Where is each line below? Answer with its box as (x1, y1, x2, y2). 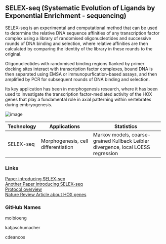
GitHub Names (5, 204, 41, 211)
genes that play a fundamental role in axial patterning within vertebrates (5, 96, 152, 102)
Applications (49, 123, 80, 130)
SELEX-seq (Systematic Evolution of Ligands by (5, 4, 155, 12)
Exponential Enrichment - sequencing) (5, 12, 127, 20)
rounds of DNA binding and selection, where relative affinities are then (5, 41, 148, 46)
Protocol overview (5, 186, 42, 192)
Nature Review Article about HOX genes (5, 192, 86, 198)
